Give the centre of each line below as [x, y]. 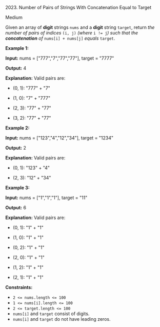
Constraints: [19, 287]
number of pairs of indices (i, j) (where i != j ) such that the [72, 33]
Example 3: [17, 188]
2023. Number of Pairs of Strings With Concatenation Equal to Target [78, 7]
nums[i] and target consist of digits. [51, 314]
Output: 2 [16, 148]
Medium [14, 17]
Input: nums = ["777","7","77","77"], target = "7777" [60, 58]
